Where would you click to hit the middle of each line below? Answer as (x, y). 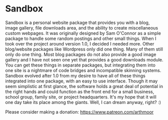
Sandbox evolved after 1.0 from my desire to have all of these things (75, 75)
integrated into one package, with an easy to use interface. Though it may (81, 81)
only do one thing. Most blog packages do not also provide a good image (81, 54)
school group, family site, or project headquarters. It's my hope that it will (81, 97)
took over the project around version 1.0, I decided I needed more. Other (80, 43)
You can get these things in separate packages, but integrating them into (80, 65)
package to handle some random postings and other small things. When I (81, 38)
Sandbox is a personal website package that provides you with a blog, (77, 22)
